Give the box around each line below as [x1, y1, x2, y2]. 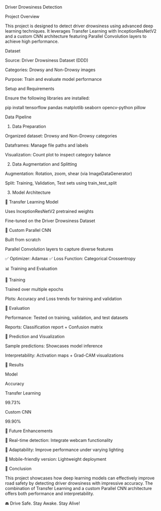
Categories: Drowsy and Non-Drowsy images [5, 67, 96, 73]
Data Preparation [12, 124, 46, 129]
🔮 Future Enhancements [5, 428, 53, 434]
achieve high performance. [5, 38, 59, 44]
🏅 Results [5, 362, 24, 367]
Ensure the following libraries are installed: [5, 95, 90, 101]
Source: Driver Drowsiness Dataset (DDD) [5, 57, 89, 63]
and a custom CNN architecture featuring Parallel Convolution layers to [5, 34, 147, 39]
